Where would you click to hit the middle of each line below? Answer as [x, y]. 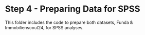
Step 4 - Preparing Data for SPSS [72, 9]
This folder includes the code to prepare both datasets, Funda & [69, 22]
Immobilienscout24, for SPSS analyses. [44, 27]
